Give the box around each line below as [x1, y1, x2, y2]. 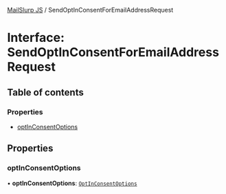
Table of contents [7, 86, 84, 98]
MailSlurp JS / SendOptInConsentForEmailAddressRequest [7, 6, 174, 14]
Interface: [7, 30, 65, 45]
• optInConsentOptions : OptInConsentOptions [7, 179, 137, 187]
